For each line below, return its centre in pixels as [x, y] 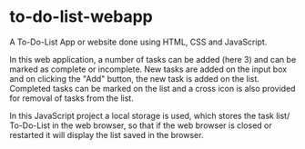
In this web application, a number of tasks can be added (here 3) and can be [153, 59]
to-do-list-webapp [81, 17]
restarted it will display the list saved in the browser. [107, 134]
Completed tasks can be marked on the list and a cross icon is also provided [152, 88]
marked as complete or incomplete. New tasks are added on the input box [148, 69]
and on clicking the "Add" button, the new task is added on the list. [134, 78]
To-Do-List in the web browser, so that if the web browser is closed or [141, 125]
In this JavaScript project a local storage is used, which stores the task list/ [150, 115]
